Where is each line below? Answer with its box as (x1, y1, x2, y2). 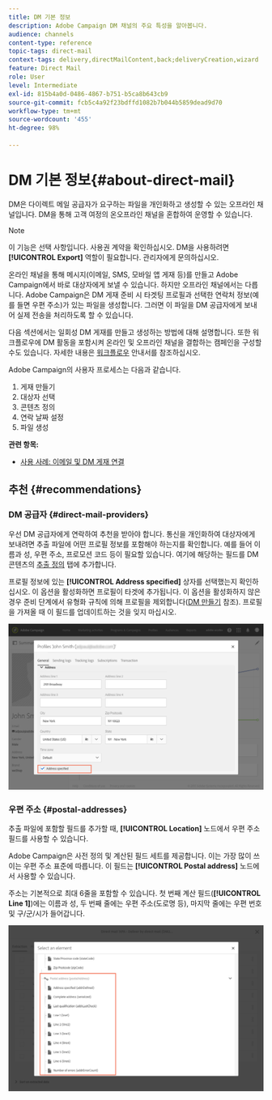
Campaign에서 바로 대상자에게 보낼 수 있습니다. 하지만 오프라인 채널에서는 (8, 279, 244, 289)
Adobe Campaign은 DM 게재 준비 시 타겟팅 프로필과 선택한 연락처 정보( (25, 290, 253, 299)
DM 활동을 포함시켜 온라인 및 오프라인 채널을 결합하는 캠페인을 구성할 (43, 337, 262, 347)
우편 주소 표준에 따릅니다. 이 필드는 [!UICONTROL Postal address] (23, 861, 239, 871)
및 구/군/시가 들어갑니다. (8, 909, 85, 919)
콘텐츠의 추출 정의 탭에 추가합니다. (8, 559, 117, 569)
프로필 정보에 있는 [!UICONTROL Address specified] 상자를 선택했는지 (8, 576, 237, 586)
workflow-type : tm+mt (8, 107, 82, 115)
